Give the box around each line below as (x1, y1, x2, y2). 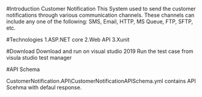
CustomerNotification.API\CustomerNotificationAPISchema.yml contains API (6, 78, 196, 84)
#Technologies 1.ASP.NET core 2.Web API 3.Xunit (6, 36, 130, 43)
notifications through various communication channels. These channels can (6, 11, 195, 19)
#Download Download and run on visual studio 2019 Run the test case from (6, 48, 194, 55)
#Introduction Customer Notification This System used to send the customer (6, 5, 196, 12)
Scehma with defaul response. (6, 84, 82, 91)
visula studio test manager (6, 54, 72, 61)
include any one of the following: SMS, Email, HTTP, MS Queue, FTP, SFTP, (6, 18, 193, 25)
